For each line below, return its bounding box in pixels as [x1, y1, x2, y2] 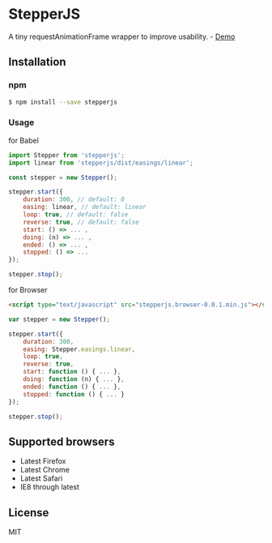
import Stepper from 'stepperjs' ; [8, 151, 125, 159]
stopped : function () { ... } [23, 390, 125, 398]
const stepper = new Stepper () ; [8, 173, 117, 182]
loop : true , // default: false [23, 211, 129, 219]
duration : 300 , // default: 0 [23, 195, 125, 203]
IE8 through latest [19, 482, 79, 492]
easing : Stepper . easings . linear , [23, 345, 136, 353]
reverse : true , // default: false [23, 218, 139, 226]
